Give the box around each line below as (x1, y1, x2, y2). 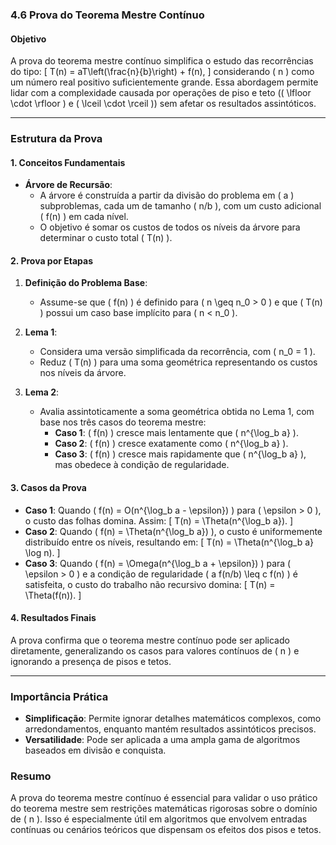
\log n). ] (24, 546, 61, 558)
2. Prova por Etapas (10, 254, 94, 267)
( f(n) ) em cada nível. (39, 211, 129, 223)
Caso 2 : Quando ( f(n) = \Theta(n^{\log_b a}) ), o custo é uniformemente (24, 525, 323, 537)
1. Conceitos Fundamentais (10, 156, 126, 168)
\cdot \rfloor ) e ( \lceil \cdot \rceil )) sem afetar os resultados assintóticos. (10, 98, 317, 110)
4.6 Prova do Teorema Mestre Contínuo (10, 8, 205, 22)
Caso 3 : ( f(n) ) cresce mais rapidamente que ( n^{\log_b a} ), (54, 448, 307, 460)
